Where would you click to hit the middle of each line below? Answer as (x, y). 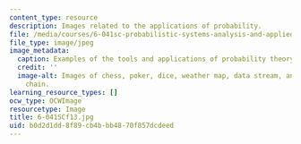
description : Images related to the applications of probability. (136, 26)
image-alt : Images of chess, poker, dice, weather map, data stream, (150, 76)
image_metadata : (39, 51)
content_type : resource (54, 17)
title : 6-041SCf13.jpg (52, 117)
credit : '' (38, 68)
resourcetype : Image (48, 109)
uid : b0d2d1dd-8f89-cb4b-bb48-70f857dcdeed (92, 126)
